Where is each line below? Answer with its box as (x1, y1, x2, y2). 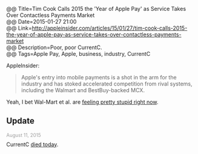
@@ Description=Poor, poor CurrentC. (6, 44, 102, 51)
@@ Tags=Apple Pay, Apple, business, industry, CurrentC (6, 50, 151, 57)
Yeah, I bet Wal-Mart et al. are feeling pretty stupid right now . (6, 98, 159, 105)
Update (6, 116, 35, 126)
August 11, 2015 (6, 132, 41, 138)
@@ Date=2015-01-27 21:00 (6, 18, 77, 25)
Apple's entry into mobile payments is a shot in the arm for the (21, 74, 177, 81)
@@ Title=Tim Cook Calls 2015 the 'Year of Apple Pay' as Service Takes (6, 5, 186, 12)
